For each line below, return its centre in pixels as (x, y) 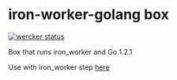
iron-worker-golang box (89, 15)
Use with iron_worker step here (59, 67)
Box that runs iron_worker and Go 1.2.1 (70, 51)
